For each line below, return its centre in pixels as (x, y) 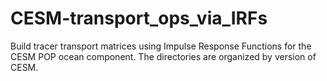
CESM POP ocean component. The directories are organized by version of (163, 56)
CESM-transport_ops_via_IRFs (139, 18)
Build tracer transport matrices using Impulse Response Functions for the (161, 46)
